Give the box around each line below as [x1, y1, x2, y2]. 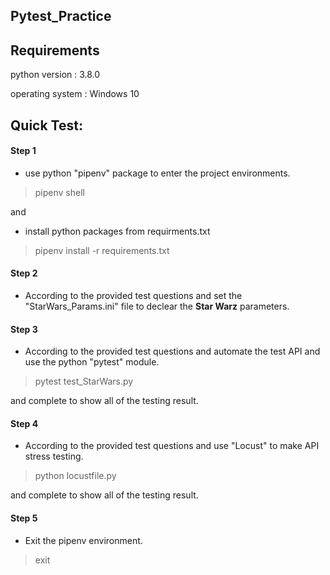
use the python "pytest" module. [24, 356, 160, 368]
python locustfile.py [34, 470, 117, 482]
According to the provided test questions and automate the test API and [24, 345, 321, 358]
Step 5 [10, 512, 38, 524]
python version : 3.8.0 [10, 69, 101, 81]
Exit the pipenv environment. [24, 534, 143, 546]
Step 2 [10, 267, 38, 279]
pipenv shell [34, 186, 85, 198]
